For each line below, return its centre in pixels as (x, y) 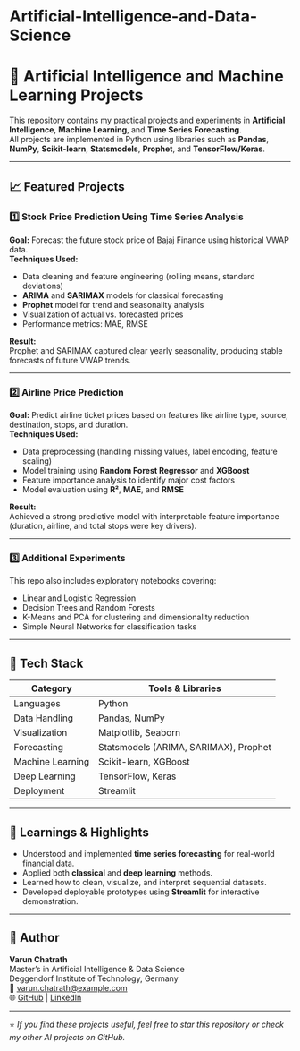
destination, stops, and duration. (69, 425)
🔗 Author (34, 938)
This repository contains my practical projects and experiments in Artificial (147, 120)
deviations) (43, 286)
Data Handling (44, 718)
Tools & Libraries (185, 688)
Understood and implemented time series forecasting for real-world (148, 854)
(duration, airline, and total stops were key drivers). (103, 526)
